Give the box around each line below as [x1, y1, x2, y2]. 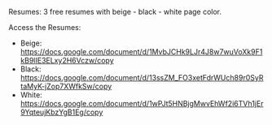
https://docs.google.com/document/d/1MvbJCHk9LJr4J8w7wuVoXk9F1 [20, 47, 263, 56]
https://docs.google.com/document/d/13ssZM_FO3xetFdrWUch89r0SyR [20, 73, 264, 82]
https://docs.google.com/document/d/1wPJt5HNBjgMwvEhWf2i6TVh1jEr [20, 99, 264, 108]
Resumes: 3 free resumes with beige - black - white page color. [8, 7, 222, 16]
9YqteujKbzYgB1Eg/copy [20, 107, 103, 117]
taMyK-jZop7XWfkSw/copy [20, 81, 112, 91]
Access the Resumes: [8, 23, 81, 32]
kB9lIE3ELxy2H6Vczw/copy [20, 56, 114, 65]
